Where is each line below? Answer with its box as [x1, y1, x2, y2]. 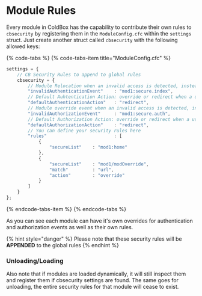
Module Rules [6, 4, 76, 17]
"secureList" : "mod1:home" [49, 144, 128, 150]
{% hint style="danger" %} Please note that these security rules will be [6, 235, 182, 242]
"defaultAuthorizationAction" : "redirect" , [28, 122, 149, 128]
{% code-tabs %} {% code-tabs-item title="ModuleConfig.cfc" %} [6, 54, 171, 61]
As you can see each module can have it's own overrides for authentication [6, 217, 194, 224]
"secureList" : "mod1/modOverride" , [49, 161, 149, 167]
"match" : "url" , [49, 167, 114, 173]
